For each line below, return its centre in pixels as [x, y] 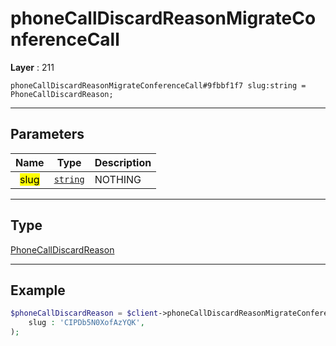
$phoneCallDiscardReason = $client [84, 313]
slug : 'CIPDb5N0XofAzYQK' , [86, 323]
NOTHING [118, 179]
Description [123, 162]
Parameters [47, 134]
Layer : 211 [32, 67]
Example [38, 290]
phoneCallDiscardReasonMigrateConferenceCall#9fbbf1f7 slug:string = [158, 85]
